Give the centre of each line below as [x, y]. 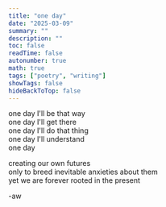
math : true [27, 68]
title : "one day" [37, 16]
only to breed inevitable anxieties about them [83, 172]
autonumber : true [37, 61]
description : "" [35, 38]
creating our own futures [50, 164]
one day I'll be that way [47, 114]
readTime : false [35, 53]
